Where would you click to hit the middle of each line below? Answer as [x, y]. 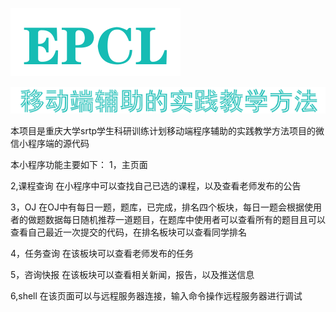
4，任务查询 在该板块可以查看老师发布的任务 [102, 253]
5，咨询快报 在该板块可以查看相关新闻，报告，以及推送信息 [132, 274]
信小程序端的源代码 [50, 143]
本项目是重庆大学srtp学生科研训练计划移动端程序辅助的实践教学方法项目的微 [167, 130]
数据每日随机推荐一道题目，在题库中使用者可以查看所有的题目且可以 [185, 219]
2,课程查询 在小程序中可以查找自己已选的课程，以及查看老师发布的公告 [156, 185]
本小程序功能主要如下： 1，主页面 [79, 164]
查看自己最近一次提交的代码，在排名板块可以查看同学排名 [128, 232]
